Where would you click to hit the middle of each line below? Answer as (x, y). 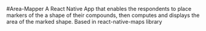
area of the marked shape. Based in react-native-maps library (84, 22)
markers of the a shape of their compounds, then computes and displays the (103, 15)
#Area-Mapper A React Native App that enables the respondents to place (99, 9)
